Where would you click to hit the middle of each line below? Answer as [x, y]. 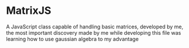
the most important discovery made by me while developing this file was [94, 32]
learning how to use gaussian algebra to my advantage [72, 39]
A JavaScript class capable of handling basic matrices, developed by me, [95, 27]
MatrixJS [29, 11]
